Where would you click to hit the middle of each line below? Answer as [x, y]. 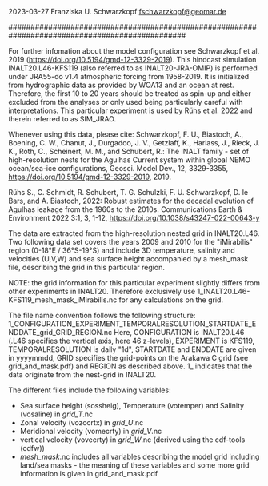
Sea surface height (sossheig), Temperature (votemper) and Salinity [132, 406]
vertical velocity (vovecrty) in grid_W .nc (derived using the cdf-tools [132, 440]
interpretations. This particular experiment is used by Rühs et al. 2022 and [131, 110]
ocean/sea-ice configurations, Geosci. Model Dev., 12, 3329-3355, [118, 168]
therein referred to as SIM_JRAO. [62, 119]
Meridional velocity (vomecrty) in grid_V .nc [91, 431]
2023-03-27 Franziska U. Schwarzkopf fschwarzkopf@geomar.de [117, 12]
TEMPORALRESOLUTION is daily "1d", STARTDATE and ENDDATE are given [132, 349]
